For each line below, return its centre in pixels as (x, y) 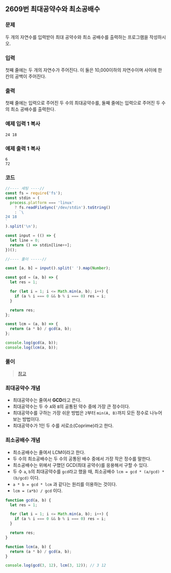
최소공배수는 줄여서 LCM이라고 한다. (49, 452)
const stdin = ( (22, 198)
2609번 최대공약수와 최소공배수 (53, 9)
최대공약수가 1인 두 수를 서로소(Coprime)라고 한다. (63, 426)
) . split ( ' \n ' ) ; (21, 227)
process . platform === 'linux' (42, 203)
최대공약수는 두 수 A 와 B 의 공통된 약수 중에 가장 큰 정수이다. (71, 407)
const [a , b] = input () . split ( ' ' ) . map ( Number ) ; (58, 268)
